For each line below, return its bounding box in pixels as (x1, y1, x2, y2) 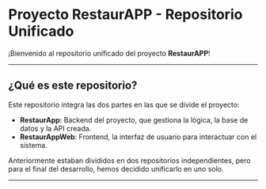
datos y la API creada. (19, 123, 92, 133)
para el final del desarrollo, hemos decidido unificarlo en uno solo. (8, 164, 224, 173)
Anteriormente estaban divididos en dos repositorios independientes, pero (8, 156, 251, 165)
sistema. (19, 140, 47, 149)
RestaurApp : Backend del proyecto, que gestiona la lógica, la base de (19, 115, 249, 124)
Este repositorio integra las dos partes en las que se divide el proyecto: (8, 100, 240, 109)
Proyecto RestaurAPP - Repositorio (8, 6, 243, 24)
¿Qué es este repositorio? (8, 79, 138, 93)
